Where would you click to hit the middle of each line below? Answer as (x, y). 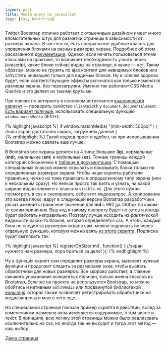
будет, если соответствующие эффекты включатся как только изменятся (83, 81)
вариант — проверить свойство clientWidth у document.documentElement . (81, 106)
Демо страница (22, 338)
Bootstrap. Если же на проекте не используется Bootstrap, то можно (78, 282)
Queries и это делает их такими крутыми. (49, 91)
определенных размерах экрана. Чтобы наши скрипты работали (74, 173)
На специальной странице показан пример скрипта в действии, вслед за (83, 307)
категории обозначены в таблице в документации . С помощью (72, 163)
